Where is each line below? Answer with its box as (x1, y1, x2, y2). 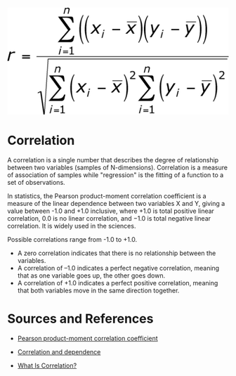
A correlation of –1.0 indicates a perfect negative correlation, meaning (17, 264, 220, 273)
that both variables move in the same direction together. (17, 286, 180, 295)
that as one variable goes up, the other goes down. (17, 271, 166, 280)
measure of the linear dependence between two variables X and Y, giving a (7, 200, 225, 208)
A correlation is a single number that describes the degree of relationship (7, 156, 219, 164)
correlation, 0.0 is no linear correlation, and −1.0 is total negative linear (7, 214, 211, 223)
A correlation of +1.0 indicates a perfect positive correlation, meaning (17, 279, 218, 287)
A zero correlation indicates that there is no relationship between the (17, 249, 216, 257)
